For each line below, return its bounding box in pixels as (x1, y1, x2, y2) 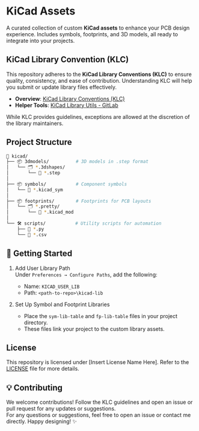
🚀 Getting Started (6, 249, 73, 259)
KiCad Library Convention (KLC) (6, 54, 129, 65)
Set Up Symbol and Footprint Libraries (14, 301, 110, 308)
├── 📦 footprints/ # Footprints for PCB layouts (6, 198, 152, 204)
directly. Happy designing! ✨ (6, 418, 77, 425)
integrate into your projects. (6, 37, 75, 44)
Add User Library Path (14, 264, 70, 272)
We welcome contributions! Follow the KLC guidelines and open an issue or (6, 398, 193, 406)
